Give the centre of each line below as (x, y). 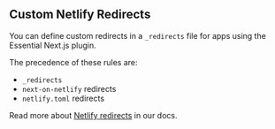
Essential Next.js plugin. (53, 45)
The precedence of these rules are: (73, 62)
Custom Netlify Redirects (80, 15)
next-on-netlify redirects (69, 88)
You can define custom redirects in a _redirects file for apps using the (138, 35)
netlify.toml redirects (63, 98)
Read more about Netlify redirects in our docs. (93, 115)
